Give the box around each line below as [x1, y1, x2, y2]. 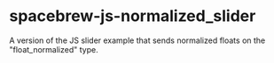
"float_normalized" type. [9, 44, 99, 54]
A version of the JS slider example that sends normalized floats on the [9, 35, 266, 45]
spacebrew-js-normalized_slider [9, 6, 256, 26]
